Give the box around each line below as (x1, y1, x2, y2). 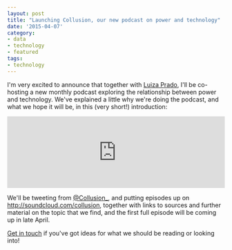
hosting (7, 88, 29, 96)
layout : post (7, 10, 45, 17)
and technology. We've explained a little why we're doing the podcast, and (7, 95, 219, 104)
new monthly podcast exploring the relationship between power (35, 88, 217, 96)
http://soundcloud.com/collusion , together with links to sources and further (7, 201, 222, 209)
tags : (7, 55, 23, 62)
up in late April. (7, 215, 50, 224)
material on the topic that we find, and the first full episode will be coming (7, 208, 217, 216)
